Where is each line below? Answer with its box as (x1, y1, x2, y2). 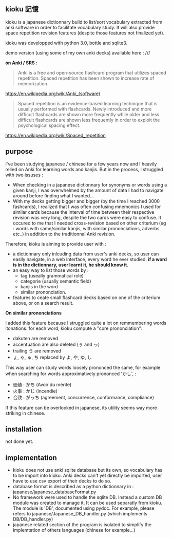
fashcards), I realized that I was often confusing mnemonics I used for (12, 203, 161, 210)
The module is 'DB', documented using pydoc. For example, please (12, 505, 155, 511)
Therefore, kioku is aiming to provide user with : (5, 240, 106, 247)
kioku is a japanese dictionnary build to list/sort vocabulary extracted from (5, 18, 163, 25)
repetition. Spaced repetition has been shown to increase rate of (17, 75, 155, 81)
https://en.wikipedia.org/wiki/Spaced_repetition (5, 132, 106, 138)
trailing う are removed (12, 347, 62, 354)
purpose (5, 147, 33, 156)
